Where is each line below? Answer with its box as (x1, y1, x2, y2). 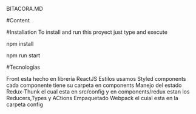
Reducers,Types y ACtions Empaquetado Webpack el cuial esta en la (6, 95, 179, 101)
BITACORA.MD (6, 5, 44, 12)
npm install (6, 40, 34, 47)
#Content (6, 17, 30, 24)
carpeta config (6, 101, 44, 108)
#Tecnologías (6, 63, 41, 71)
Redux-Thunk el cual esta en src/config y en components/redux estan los (6, 88, 190, 95)
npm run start (6, 52, 41, 59)
